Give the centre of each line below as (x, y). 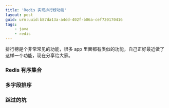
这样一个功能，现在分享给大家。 (39, 55)
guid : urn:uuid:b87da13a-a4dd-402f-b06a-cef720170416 (64, 19)
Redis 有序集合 (24, 70)
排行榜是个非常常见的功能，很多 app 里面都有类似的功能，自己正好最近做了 (85, 49)
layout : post (19, 15)
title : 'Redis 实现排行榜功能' (36, 10)
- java (22, 29)
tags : (11, 24)
